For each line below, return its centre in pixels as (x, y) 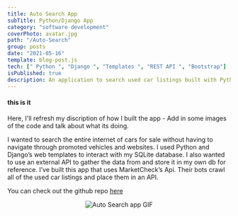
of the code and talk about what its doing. (68, 125)
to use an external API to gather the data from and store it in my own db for (117, 162)
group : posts (27, 47)
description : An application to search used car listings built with (112, 80)
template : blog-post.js (42, 60)
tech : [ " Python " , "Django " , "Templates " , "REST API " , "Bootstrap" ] (117, 67)
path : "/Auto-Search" (39, 40)
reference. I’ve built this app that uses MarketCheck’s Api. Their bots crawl (116, 169)
